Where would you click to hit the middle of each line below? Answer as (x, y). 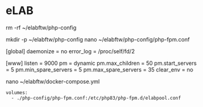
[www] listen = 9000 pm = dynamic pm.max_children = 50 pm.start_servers (101, 63)
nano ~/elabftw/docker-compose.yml (53, 81)
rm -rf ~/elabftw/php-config (41, 28)
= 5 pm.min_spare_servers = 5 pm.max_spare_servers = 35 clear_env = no (100, 69)
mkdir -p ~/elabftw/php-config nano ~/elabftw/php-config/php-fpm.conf (98, 39)
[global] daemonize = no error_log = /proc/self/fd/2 (70, 51)
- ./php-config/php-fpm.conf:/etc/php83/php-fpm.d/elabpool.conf (96, 98)
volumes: (17, 92)
